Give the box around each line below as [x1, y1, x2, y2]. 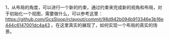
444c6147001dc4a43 [5, 22, 50, 28]
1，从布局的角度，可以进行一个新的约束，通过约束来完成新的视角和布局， [5, 4, 158, 10]
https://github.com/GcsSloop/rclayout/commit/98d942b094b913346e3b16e [5, 16, 164, 22]
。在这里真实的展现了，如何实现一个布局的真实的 [51, 22, 153, 28]
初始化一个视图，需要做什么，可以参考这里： [9, 10, 103, 16]
